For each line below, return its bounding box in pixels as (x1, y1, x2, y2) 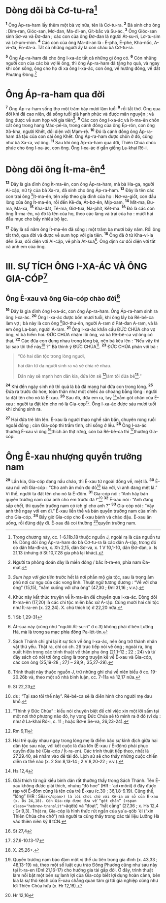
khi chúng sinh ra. (5, 406, 42, 412)
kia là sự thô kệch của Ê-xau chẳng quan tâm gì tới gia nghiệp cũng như (12, 877, 159, 884)
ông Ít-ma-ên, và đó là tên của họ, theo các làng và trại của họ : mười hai (5, 210, 153, 217)
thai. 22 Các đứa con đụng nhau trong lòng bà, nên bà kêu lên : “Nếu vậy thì (5, 337, 159, 344)
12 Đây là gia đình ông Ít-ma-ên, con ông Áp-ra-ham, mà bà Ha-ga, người (5, 180, 154, 187)
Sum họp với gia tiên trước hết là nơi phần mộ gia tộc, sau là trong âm (12, 574, 154, 580)
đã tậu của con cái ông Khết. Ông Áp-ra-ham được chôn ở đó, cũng (15, 133, 153, 139)
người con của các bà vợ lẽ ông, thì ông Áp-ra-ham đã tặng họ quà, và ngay (5, 60, 160, 66)
